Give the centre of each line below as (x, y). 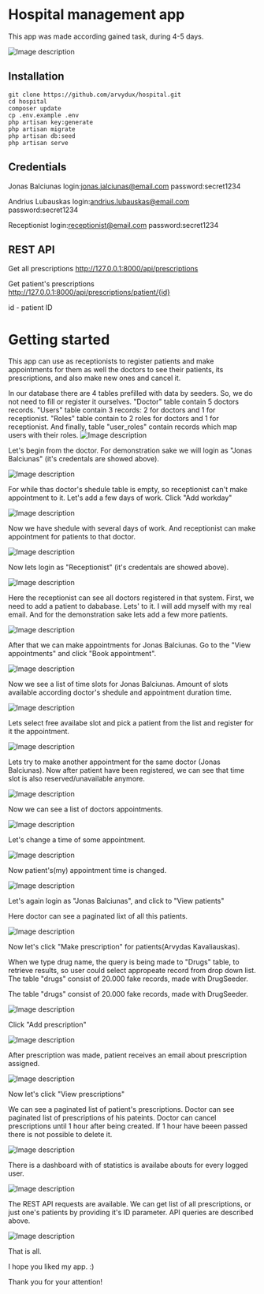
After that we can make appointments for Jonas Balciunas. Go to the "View (129, 645)
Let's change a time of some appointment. (77, 840)
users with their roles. (43, 435)
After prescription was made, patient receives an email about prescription (127, 1055)
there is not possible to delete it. (60, 1135)
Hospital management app (97, 15)
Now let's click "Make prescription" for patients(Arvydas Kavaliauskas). (124, 947)
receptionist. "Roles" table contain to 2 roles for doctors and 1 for (113, 419)
